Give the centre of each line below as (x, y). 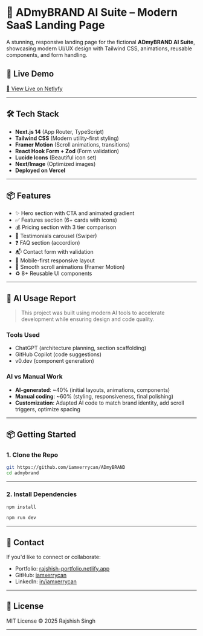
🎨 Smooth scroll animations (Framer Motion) (70, 267)
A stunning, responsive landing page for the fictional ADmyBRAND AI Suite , (101, 42)
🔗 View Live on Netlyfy (34, 88)
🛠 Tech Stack (33, 114)
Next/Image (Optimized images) (55, 164)
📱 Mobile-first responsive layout (55, 260)
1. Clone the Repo (32, 455)
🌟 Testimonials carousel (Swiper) (56, 236)
